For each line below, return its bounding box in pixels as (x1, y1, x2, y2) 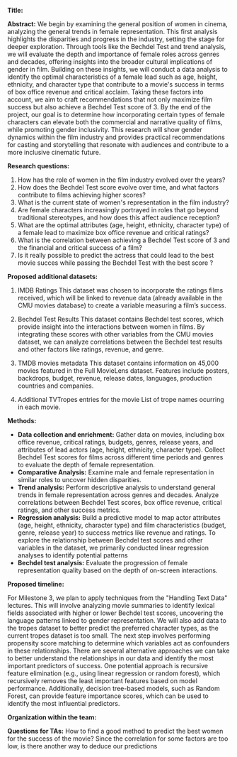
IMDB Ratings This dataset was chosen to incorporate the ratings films (17, 286, 224, 294)
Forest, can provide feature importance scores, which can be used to (7, 692, 209, 700)
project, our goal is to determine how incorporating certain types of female (7, 110, 225, 119)
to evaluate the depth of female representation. (17, 461, 156, 469)
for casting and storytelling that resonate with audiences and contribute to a (7, 141, 229, 148)
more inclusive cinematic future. (7, 148, 101, 156)
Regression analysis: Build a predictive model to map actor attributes (17, 513, 221, 521)
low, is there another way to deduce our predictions (7, 742, 158, 750)
